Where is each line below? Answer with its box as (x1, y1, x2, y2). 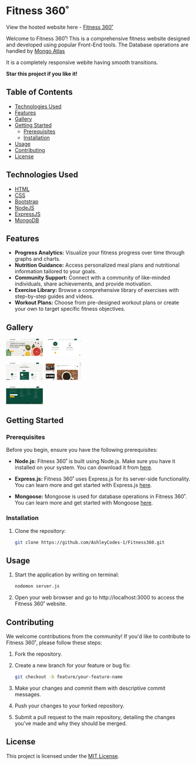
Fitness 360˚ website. (14, 600, 67, 608)
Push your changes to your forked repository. (14, 702, 125, 709)
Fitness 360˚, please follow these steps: (6, 639, 103, 646)
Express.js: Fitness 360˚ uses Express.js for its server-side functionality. (14, 475, 191, 482)
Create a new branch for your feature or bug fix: (14, 662, 131, 669)
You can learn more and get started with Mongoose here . (14, 499, 154, 506)
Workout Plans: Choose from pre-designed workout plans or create (14, 299, 180, 306)
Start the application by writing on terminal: (14, 571, 119, 578)
